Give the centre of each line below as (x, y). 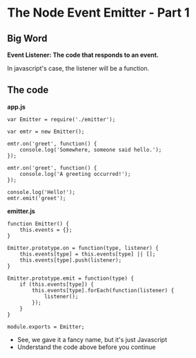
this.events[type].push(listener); (71, 260)
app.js (17, 107)
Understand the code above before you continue (87, 347)
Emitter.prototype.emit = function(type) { (71, 278)
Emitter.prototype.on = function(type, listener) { (83, 248)
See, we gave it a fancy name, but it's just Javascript (92, 339)
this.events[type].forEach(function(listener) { (103, 290)
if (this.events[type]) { (57, 284)
